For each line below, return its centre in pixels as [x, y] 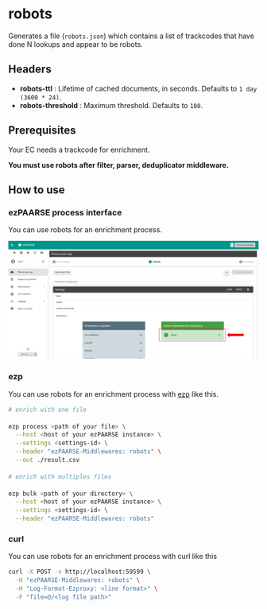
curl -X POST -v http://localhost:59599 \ [79, 572]
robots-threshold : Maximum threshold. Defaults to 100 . [111, 105]
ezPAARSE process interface [65, 212]
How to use [37, 190]
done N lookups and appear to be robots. [75, 44]
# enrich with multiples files [60, 477]
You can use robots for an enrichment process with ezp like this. [113, 394]
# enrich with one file [48, 409]
